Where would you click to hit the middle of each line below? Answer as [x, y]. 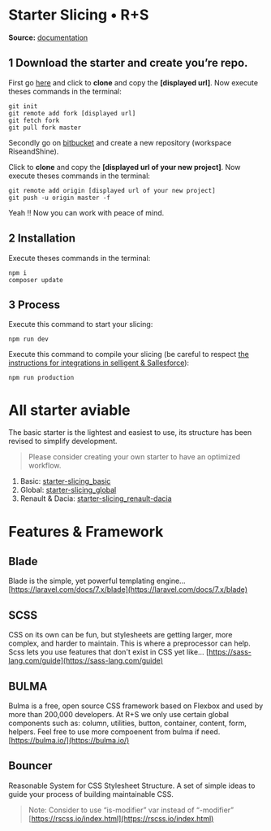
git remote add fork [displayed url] [72, 113]
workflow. [45, 466]
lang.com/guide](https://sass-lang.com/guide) [86, 661]
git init [23, 106]
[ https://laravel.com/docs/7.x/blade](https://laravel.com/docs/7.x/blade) [128, 590]
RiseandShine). [34, 151]
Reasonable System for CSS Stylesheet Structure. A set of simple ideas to [132, 785]
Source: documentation [48, 37]
